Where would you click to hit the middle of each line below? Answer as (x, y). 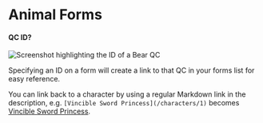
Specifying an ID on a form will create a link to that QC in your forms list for (131, 70)
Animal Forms (55, 15)
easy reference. (34, 79)
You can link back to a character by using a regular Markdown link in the (127, 94)
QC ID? (20, 37)
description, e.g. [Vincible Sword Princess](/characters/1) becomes (124, 103)
